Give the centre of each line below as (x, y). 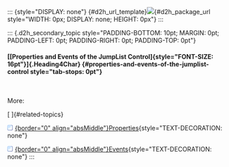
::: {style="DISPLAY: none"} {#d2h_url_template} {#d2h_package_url (109, 12)
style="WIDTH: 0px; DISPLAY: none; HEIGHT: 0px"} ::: (86, 19)
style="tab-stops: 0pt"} (66, 71)
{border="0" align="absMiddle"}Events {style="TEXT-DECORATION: (113, 149)
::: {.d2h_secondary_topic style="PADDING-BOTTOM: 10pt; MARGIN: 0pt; (113, 33)
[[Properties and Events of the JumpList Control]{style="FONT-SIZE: (110, 56)
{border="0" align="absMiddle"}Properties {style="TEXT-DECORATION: (119, 128)
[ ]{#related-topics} (36, 115)
